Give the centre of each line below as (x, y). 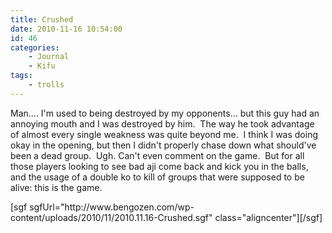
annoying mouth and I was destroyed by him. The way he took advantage (162, 123)
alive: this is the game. (56, 187)
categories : (35, 47)
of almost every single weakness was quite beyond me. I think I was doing (164, 134)
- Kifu (42, 66)
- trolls (46, 85)
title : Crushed (42, 19)
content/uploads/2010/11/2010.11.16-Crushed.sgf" (111, 217)
